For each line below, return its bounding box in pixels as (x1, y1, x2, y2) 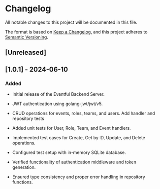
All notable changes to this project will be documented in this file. (5, 19, 138, 25)
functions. (12, 179, 33, 185)
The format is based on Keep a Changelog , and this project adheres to (5, 29, 148, 35)
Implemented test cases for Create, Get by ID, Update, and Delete (12, 135, 146, 141)
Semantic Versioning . (5, 34, 48, 40)
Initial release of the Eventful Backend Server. (12, 91, 105, 97)
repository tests (12, 115, 44, 121)
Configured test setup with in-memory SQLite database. (12, 150, 127, 155)
